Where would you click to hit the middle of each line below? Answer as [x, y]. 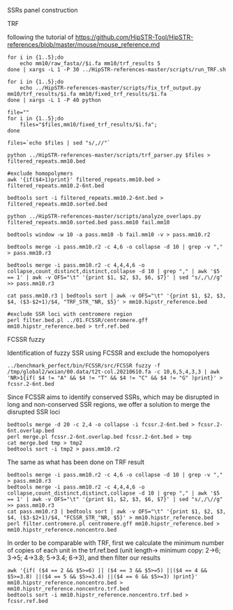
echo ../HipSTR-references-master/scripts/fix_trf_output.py [110, 88]
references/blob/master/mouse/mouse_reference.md [84, 44]
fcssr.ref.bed [28, 601]
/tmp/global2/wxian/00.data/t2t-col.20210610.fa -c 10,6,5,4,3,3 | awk [113, 372]
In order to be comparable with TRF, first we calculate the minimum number [116, 543]
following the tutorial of [40, 37]
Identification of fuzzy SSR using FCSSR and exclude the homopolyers [108, 353]
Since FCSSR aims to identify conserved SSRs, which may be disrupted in [113, 397]
